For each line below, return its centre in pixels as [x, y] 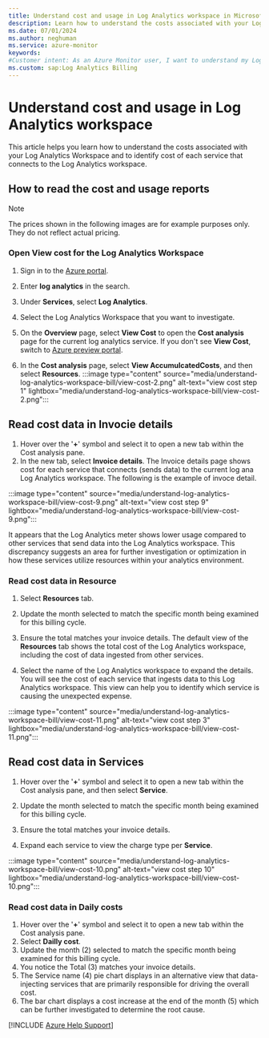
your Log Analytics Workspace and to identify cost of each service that [126, 155]
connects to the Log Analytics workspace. [78, 164]
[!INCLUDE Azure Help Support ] [61, 1025]
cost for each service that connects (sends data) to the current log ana [137, 469]
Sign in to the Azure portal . [64, 270]
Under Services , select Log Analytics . [84, 301]
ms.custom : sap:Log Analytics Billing [73, 68]
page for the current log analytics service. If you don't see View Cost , [135, 341]
